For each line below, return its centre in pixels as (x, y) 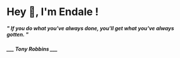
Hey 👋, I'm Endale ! (53, 12)
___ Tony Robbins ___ (32, 49)
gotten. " (17, 34)
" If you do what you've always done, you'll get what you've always (90, 28)
